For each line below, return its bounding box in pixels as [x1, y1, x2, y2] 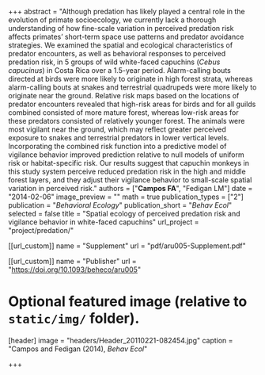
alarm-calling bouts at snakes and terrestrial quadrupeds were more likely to [8, 82, 257, 92]
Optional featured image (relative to [8, 293, 248, 311]
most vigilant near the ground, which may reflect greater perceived [8, 124, 227, 134]
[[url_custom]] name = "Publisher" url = [8, 257, 137, 266]
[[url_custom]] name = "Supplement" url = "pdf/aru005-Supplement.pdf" [8, 241, 247, 251]
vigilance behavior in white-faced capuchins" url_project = [8, 217, 199, 227]
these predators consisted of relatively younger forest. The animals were [8, 117, 245, 125]
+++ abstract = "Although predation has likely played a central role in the [8, 7, 245, 16]
